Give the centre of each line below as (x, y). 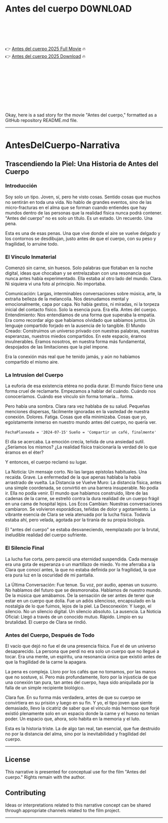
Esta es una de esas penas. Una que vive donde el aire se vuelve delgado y (83, 233)
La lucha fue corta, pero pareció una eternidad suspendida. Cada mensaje (82, 559)
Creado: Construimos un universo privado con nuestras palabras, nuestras (82, 331)
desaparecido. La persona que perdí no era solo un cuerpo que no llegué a (82, 651)
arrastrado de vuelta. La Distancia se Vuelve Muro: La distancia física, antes (83, 483)
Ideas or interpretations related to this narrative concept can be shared (78, 805)
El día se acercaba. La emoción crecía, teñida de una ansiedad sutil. (75, 442)
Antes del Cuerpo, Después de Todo (50, 635)
